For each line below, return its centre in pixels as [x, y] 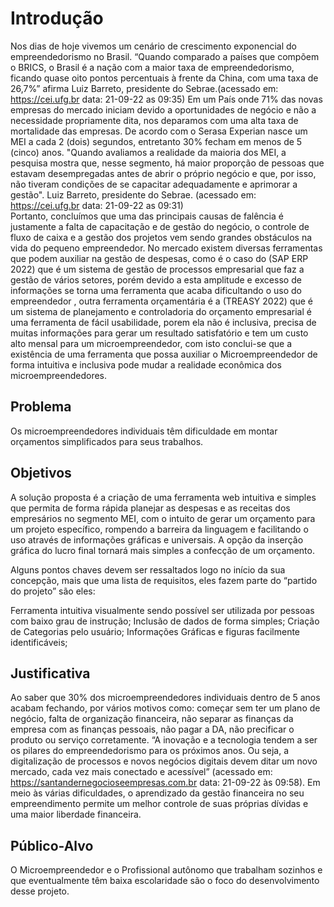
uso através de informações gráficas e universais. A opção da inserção [157, 539]
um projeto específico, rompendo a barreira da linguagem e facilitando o [159, 529]
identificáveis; [39, 642]
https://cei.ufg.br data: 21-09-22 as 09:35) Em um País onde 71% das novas [166, 99]
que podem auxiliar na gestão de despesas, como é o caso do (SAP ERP [159, 258]
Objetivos [41, 473]
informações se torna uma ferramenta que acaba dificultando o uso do [156, 290]
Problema [41, 407]
